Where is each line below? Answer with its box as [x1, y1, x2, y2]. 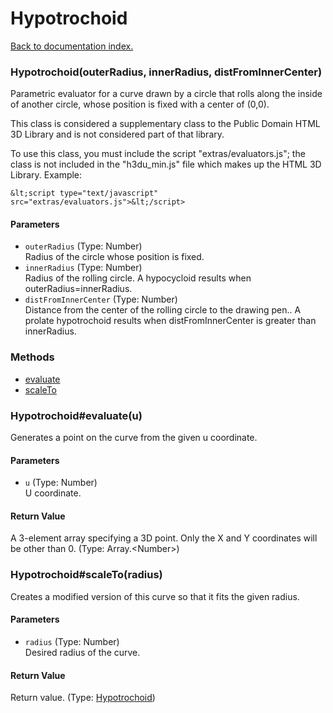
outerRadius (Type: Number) [24, 240, 143, 252]
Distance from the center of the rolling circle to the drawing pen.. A [24, 304, 302, 316]
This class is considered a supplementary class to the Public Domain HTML [10, 118, 321, 130]
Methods [10, 350, 55, 364]
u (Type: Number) [24, 477, 98, 489]
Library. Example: [10, 169, 83, 181]
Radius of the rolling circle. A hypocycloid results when [24, 272, 252, 284]
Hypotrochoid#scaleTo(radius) [10, 568, 163, 582]
